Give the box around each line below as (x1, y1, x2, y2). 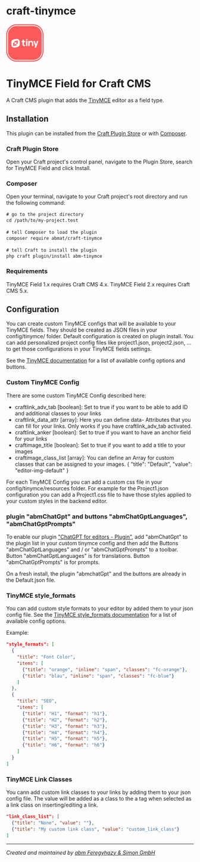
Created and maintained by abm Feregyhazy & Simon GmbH (6, 849, 155, 856)
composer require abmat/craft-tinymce (6, 236, 102, 242)
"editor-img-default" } (14, 466, 69, 474)
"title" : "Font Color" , (17, 654, 76, 660)
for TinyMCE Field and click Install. (6, 164, 91, 171)
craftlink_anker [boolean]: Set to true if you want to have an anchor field (14, 428, 192, 436)
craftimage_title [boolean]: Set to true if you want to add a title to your (14, 441, 186, 449)
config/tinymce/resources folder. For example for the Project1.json (6, 484, 168, 492)
